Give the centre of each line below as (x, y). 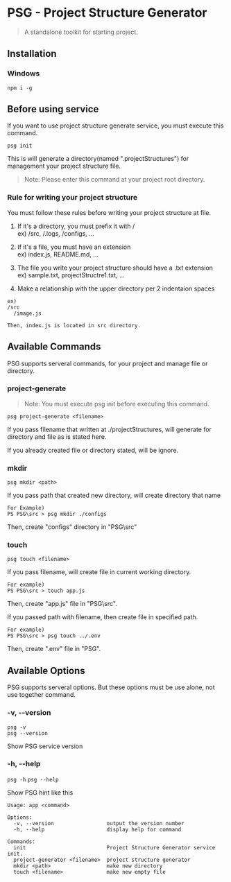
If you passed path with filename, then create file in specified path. (103, 617)
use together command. (42, 695)
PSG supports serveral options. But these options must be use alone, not (111, 687)
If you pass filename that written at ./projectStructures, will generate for (109, 429)
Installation (32, 54)
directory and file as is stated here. (57, 436)
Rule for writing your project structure (72, 198)
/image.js (27, 313)
